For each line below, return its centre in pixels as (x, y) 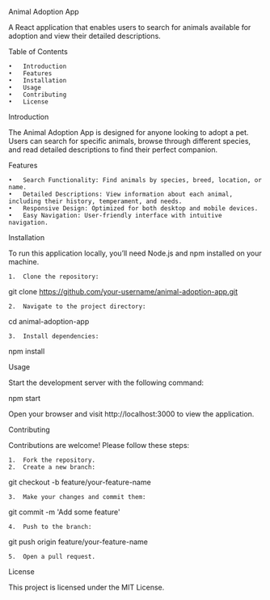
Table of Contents (38, 51)
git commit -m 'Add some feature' (64, 512)
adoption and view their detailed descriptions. (85, 36)
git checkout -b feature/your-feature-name (80, 482)
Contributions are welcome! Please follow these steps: (99, 445)
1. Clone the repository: (54, 277)
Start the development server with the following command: (106, 382)
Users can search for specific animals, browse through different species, (130, 141)
